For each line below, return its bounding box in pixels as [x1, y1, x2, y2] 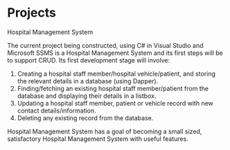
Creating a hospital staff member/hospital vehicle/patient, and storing [17, 69, 216, 78]
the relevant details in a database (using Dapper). [17, 76, 159, 85]
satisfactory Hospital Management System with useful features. [7, 134, 188, 143]
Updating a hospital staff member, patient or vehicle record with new [17, 99, 213, 107]
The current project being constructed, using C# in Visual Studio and [7, 41, 204, 49]
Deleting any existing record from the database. [17, 113, 154, 122]
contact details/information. [17, 106, 97, 115]
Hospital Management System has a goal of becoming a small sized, [7, 127, 202, 135]
